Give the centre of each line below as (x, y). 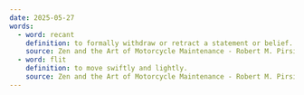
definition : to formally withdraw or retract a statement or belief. (160, 43)
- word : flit (42, 60)
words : (22, 26)
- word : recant (46, 34)
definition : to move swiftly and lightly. (107, 69)
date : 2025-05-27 (42, 18)
